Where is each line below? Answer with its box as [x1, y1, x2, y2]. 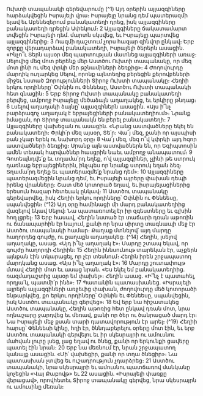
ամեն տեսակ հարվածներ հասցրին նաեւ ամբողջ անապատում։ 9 [6, 148, 193, 156]
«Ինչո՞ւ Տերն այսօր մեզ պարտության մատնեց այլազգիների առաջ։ [6, 51, 197, 58]
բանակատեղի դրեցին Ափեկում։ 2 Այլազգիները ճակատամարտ [6, 25, 187, 32]
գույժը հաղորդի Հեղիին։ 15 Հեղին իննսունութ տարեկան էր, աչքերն [6, 246, 197, 253]
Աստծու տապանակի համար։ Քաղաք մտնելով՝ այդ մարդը [6, 227, 171, 234]
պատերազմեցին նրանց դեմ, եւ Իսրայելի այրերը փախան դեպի [6, 175, 187, 181]
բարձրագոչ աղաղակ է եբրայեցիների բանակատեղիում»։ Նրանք [6, 110, 191, 116]
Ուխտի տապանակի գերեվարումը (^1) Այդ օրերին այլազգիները [6, 6, 185, 12]
